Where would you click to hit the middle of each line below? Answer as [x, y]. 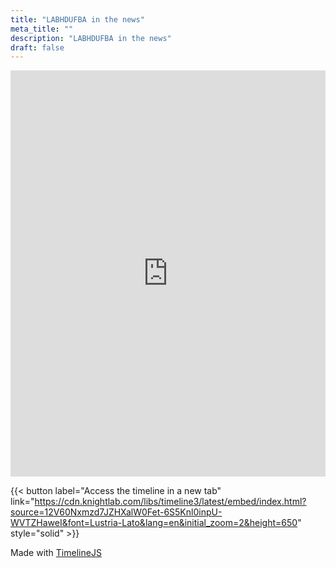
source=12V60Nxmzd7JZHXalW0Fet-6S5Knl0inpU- [116, 512]
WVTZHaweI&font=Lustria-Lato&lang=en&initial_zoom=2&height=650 [154, 523]
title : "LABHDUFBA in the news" [77, 19]
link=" [22, 502]
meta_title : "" [42, 29]
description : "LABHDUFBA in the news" [91, 38]
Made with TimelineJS [56, 553]
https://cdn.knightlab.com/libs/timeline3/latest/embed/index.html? [170, 502]
